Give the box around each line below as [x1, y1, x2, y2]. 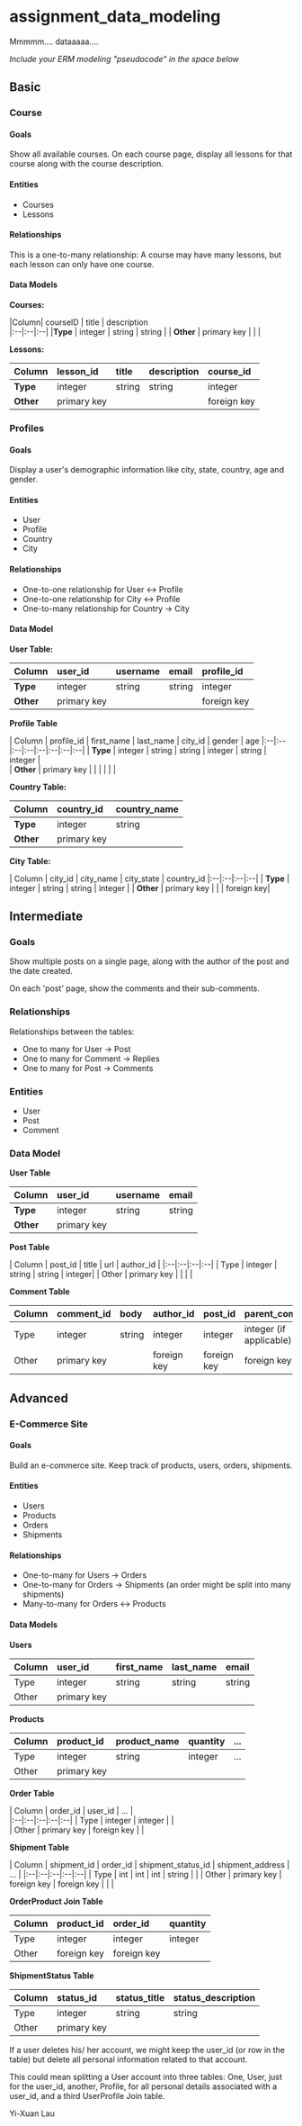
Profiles [9, 421, 45, 434]
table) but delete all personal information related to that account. [9, 2054, 248, 2065]
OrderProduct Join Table [9, 1896, 103, 1906]
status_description [173, 1991, 256, 2004]
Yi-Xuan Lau [9, 2108, 56, 2119]
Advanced [9, 1391, 69, 1406]
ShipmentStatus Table [9, 1969, 94, 1981]
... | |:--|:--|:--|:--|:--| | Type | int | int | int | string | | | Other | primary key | [9, 1869, 282, 1879]
